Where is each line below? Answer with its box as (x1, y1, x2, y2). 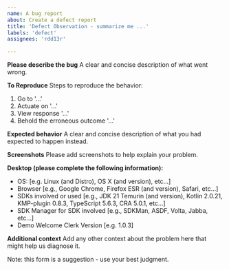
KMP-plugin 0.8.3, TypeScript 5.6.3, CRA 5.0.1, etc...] (17, 199, 166, 207)
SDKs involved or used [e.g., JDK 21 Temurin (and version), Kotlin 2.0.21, (17, 192, 223, 200)
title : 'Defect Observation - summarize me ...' (7, 23, 149, 30)
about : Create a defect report (7, 17, 97, 23)
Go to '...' (17, 94, 43, 103)
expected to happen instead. (7, 137, 89, 145)
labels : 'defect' (7, 29, 57, 37)
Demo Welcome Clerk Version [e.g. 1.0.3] (17, 221, 134, 229)
